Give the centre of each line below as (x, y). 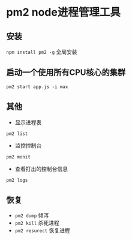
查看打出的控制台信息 (41, 169)
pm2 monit (19, 157)
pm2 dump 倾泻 (32, 215)
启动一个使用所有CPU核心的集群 (66, 73)
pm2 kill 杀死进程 (37, 223)
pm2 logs (17, 180)
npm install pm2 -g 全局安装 (42, 52)
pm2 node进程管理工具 (64, 12)
